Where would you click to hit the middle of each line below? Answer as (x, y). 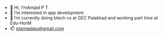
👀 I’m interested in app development (47, 13)
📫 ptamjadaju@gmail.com (37, 28)
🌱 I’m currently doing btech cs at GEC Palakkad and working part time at (84, 18)
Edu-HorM (20, 23)
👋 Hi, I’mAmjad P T (29, 8)
